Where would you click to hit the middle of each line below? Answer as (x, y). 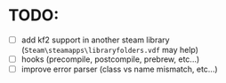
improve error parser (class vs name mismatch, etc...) (120, 69)
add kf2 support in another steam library (95, 40)
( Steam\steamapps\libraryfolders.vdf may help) (110, 50)
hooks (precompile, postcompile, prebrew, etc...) (110, 59)
